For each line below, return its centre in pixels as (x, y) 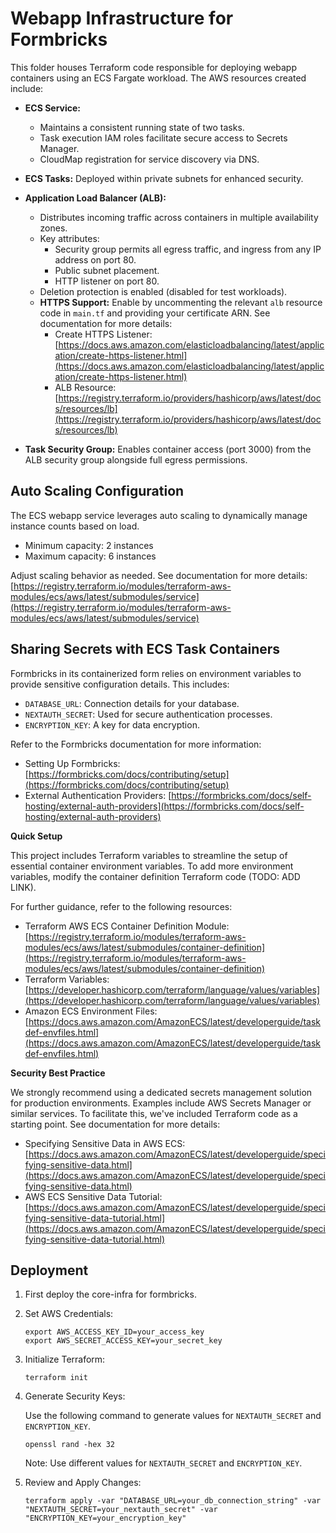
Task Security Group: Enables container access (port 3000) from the (168, 449)
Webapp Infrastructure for (122, 18)
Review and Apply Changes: (83, 1483)
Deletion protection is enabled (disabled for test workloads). (163, 291)
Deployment (49, 1270)
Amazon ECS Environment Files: (91, 1011)
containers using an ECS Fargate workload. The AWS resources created (158, 78)
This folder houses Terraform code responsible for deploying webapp (154, 67)
